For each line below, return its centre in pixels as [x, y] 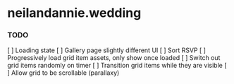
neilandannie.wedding [74, 13]
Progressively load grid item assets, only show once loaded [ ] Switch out [114, 58]
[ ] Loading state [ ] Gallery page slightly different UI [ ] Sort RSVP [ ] [107, 50]
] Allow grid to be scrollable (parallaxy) [63, 73]
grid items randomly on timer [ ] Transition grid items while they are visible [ [117, 66]
